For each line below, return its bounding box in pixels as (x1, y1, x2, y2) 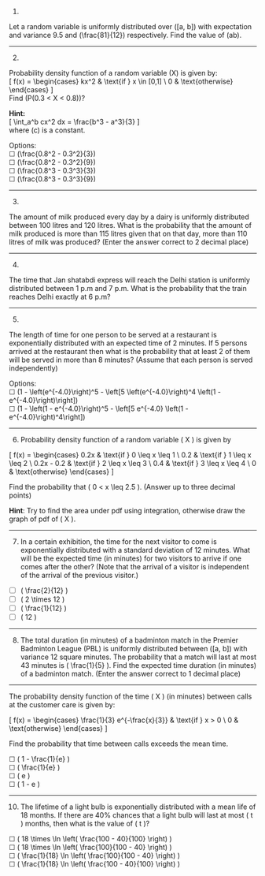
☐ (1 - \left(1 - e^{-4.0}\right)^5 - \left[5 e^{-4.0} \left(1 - (9, 404, 189, 413)
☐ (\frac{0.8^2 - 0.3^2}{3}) (9, 149, 97, 158)
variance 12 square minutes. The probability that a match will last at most (20, 652, 257, 662)
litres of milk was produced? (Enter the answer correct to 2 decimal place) (9, 237, 249, 247)
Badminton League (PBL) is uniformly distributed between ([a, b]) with (20, 644, 248, 654)
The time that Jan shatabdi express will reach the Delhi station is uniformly (9, 275, 251, 285)
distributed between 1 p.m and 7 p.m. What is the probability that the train (9, 284, 247, 293)
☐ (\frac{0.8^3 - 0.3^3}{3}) (9, 166, 97, 175)
